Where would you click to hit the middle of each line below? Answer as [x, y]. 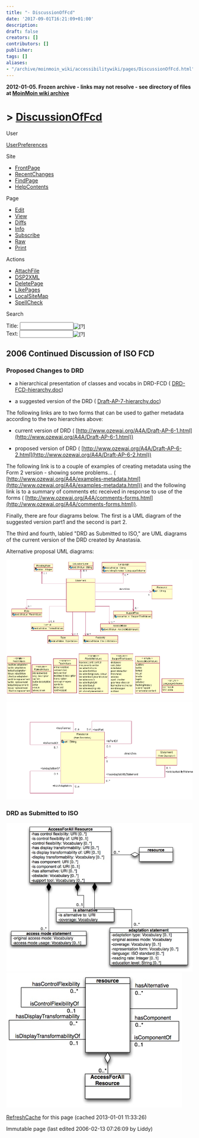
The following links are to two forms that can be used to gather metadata [95, 413]
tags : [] [17, 56]
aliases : [17, 62]
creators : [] [22, 38]
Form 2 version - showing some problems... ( [61, 473]
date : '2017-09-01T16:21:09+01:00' [50, 19]
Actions [15, 259]
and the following [165, 485]
